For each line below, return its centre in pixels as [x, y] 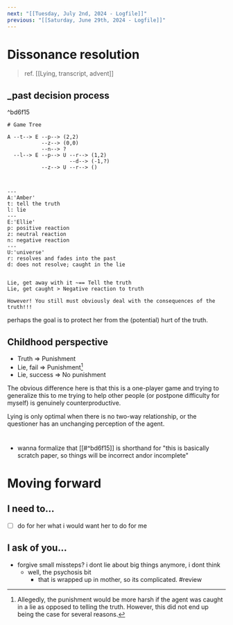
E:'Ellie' [21, 222]
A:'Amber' [21, 198]
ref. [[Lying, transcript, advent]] [69, 74]
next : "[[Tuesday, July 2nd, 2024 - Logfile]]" [77, 14]
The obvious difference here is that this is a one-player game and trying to [113, 388]
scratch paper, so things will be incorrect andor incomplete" [103, 455]
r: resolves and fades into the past [62, 259]
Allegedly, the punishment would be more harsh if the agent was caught [120, 599]
